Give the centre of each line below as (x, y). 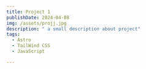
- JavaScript (28, 51)
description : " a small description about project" (73, 29)
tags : (13, 34)
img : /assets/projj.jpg (37, 23)
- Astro (22, 40)
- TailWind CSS (31, 46)
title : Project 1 (28, 12)
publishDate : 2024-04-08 (38, 18)
